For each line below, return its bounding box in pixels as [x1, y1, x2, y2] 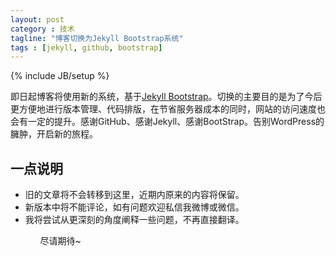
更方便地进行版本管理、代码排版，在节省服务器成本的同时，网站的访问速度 [10, 103, 317, 115]
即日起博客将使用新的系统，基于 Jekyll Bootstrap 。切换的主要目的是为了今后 [10, 91, 323, 103]
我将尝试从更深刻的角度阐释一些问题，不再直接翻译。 [24, 214, 245, 226]
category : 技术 [10, 24, 75, 34]
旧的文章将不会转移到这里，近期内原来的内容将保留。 [24, 189, 245, 201]
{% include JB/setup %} [10, 70, 110, 82]
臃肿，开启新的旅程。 [10, 128, 98, 140]
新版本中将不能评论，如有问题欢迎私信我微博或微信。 [24, 201, 245, 213]
